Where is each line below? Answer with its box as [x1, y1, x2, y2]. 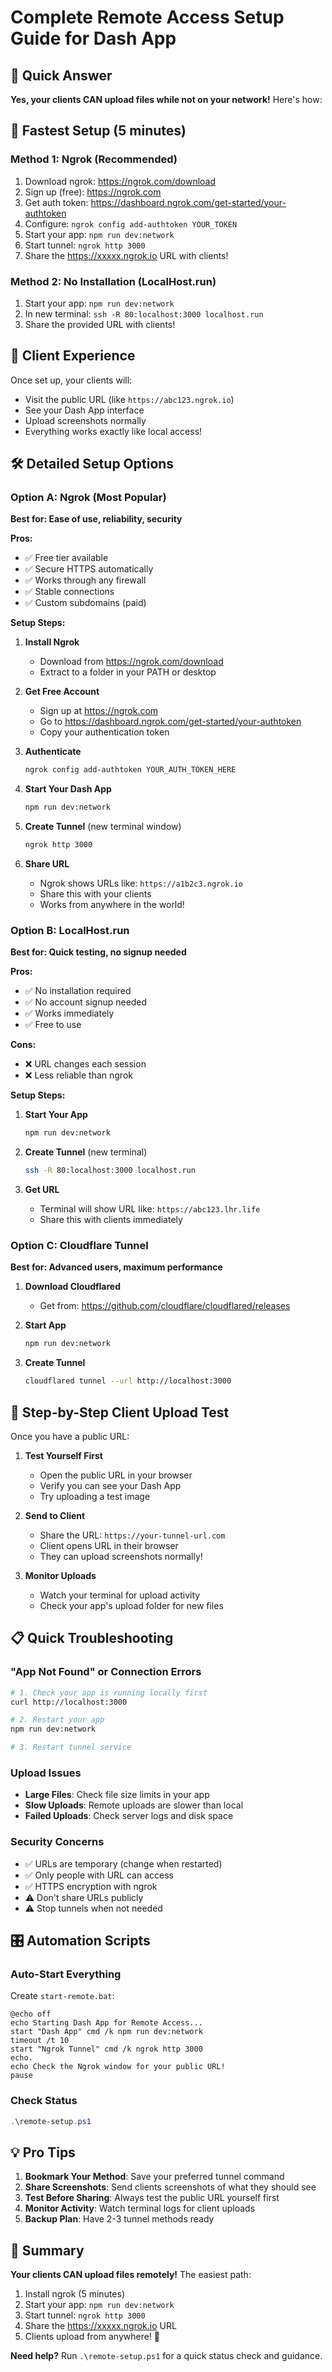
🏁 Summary [10, 2242, 85, 2259]
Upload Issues [10, 1766, 82, 1780]
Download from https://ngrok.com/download [39, 656, 224, 668]
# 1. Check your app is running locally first [10, 1687, 208, 1698]
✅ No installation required [24, 985, 132, 997]
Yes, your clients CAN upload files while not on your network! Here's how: [10, 94, 323, 105]
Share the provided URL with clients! [24, 318, 176, 330]
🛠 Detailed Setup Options [10, 456, 175, 473]
